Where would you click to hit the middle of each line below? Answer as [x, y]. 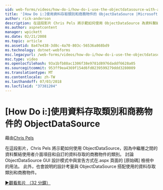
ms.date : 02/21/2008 [26, 37]
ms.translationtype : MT [29, 73]
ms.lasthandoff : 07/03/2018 [33, 81]
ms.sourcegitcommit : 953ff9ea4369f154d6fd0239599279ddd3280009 [70, 68]
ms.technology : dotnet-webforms [38, 50]
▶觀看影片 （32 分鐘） [28, 183]
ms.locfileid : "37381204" [31, 86]
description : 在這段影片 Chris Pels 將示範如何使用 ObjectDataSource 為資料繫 [81, 23]
